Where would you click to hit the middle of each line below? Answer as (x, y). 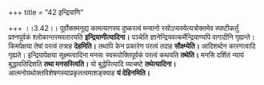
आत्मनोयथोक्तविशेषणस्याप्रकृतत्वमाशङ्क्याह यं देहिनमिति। (79, 73)
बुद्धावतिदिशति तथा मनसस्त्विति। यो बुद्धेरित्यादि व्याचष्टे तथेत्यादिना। (92, 64)
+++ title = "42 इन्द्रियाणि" (46, 12)
